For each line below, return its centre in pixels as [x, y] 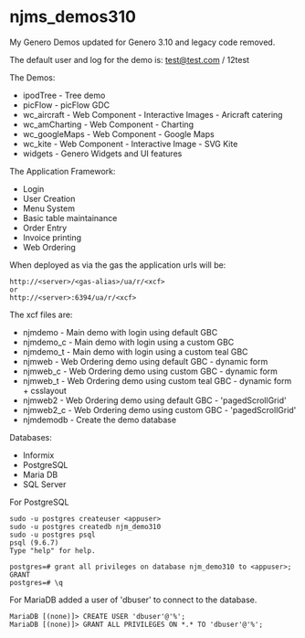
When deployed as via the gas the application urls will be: [118, 265]
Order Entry [45, 228]
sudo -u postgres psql [53, 535]
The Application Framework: [63, 171]
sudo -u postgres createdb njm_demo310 [85, 526]
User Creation [49, 198]
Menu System [49, 208]
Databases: [31, 437]
